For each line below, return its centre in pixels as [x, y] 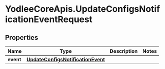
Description [124, 51]
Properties [22, 37]
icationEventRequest [49, 19]
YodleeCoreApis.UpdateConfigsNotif [82, 9]
